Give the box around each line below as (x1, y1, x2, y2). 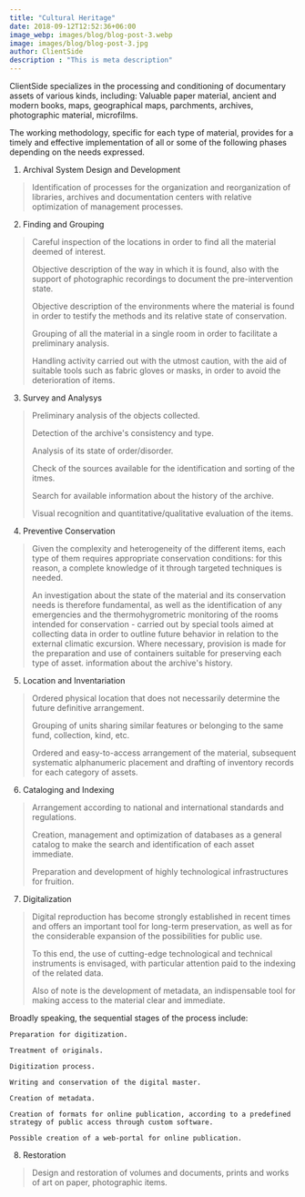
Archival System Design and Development (22, 165, 181, 175)
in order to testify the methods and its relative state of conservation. (31, 310, 287, 321)
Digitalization (22, 894, 72, 904)
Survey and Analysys (22, 392, 103, 403)
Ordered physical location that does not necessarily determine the (31, 693, 280, 704)
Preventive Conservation (22, 525, 116, 536)
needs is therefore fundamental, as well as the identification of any (31, 600, 282, 610)
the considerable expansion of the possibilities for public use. (31, 930, 263, 941)
